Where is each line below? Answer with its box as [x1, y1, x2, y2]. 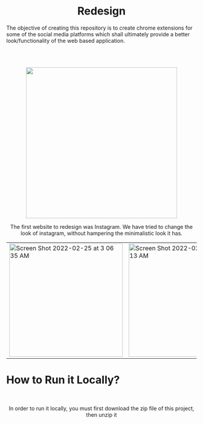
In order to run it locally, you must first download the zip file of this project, [8, 405, 195, 412]
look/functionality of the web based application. [6, 37, 126, 44]
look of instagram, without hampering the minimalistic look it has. [20, 230, 183, 237]
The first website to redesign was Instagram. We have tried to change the [10, 223, 193, 230]
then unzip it [86, 411, 117, 418]
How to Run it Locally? [6, 373, 120, 387]
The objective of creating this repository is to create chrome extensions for [6, 24, 193, 31]
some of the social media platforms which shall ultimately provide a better [6, 30, 190, 37]
